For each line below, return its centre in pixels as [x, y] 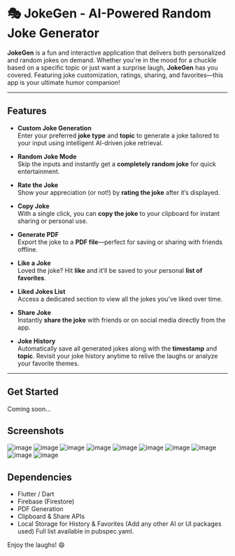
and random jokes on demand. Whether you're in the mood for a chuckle [112, 60]
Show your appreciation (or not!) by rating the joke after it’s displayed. [119, 192]
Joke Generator [54, 33]
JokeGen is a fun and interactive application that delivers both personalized [116, 53]
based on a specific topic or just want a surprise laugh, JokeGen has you [113, 67]
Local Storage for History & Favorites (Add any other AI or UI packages [119, 524]
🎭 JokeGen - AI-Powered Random [109, 14]
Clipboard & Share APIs [51, 517]
